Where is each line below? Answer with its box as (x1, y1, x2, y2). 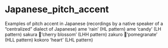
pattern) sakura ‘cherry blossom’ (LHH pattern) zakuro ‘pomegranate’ (5, 31, 158, 37)
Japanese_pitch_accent (5, 4, 109, 15)
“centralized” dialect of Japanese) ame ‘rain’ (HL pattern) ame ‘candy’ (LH (5, 26, 161, 32)
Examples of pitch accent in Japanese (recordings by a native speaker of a (5, 20, 163, 27)
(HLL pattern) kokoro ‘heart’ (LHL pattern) (5, 37, 94, 43)
